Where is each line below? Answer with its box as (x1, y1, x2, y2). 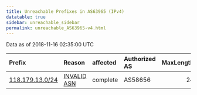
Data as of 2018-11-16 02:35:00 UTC (6, 41, 94, 48)
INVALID (63, 72, 87, 80)
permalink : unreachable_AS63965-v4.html (6, 25, 107, 31)
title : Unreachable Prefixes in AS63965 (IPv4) (6, 8, 125, 15)
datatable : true (6, 14, 46, 20)
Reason (63, 59, 85, 67)
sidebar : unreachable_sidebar (6, 19, 80, 25)
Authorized (124, 55, 157, 63)
